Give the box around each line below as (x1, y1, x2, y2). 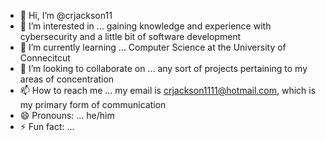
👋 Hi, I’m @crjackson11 (19, 10, 113, 21)
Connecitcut (19, 52, 71, 64)
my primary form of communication (19, 99, 167, 110)
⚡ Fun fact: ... (19, 121, 75, 132)
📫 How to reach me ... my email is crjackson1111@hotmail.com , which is (19, 85, 317, 96)
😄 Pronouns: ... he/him (19, 110, 115, 121)
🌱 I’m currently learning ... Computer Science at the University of (19, 41, 287, 53)
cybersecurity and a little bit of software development (19, 31, 242, 42)
